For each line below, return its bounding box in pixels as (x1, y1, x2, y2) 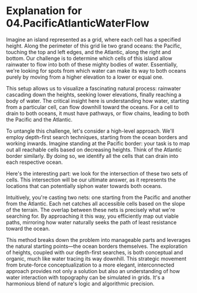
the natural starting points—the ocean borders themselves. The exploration (6, 243, 188, 250)
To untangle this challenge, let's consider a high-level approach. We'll (6, 127, 175, 134)
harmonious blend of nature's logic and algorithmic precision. (6, 280, 155, 287)
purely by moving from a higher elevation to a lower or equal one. (6, 73, 164, 80)
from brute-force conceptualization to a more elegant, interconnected (6, 261, 175, 268)
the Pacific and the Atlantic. (6, 116, 73, 123)
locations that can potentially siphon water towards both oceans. (6, 182, 162, 189)
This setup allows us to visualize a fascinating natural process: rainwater (6, 85, 181, 92)
